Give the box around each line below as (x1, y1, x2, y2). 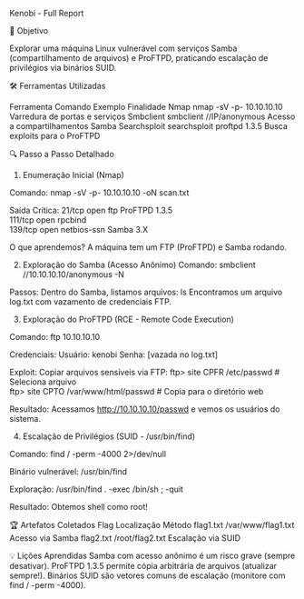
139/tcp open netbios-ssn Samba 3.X (9, 225, 149, 235)
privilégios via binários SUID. (9, 63, 117, 73)
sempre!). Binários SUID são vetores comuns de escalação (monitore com (9, 570, 286, 581)
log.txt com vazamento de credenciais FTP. (9, 296, 172, 307)
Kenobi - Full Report (9, 8, 84, 18)
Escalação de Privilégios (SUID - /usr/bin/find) (22, 431, 196, 442)
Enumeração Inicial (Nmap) (22, 170, 125, 180)
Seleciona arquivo (9, 376, 77, 387)
